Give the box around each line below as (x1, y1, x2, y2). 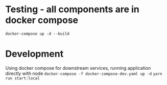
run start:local (5, 75, 40, 81)
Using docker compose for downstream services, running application (5, 65, 151, 71)
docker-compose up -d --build (5, 31, 70, 36)
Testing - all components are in (5, 4, 139, 15)
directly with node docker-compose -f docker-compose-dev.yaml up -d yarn (5, 70, 162, 76)
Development (5, 48, 64, 60)
